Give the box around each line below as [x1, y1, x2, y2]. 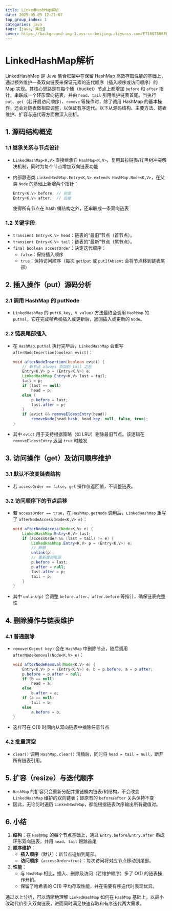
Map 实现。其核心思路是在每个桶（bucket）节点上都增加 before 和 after [5, 85, 158, 92]
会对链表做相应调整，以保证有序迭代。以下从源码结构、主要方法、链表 [18, 104, 167, 111]
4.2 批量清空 [5, 738, 36, 745]
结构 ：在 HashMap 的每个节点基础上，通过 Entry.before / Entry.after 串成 [12, 832, 165, 838]
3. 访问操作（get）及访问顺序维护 [5, 454, 112, 463]
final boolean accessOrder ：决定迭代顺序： [12, 245, 106, 251]
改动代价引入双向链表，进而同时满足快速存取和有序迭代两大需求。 [5, 900, 144, 906]
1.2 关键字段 [5, 220, 35, 227]
